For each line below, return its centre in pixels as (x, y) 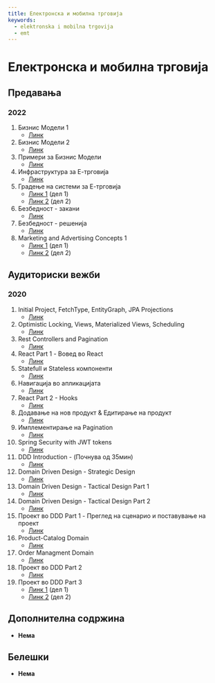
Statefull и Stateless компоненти (65, 368)
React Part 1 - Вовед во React (60, 354)
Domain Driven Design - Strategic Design (76, 472)
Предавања (35, 93)
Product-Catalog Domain (53, 537)
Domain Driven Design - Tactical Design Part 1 (83, 486)
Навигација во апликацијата (59, 383)
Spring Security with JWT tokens (65, 442)
